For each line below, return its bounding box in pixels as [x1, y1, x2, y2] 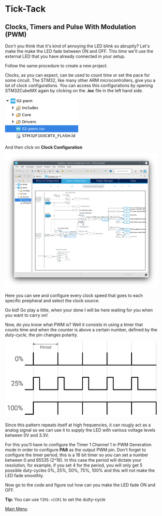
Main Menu [5, 506, 28, 512]
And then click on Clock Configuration [5, 145, 83, 150]
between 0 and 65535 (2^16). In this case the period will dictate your [5, 457, 142, 463]
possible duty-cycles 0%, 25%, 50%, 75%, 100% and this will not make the [5, 467, 155, 473]
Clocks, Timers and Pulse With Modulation [5, 23, 136, 31]
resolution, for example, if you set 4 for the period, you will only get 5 [5, 462, 143, 468]
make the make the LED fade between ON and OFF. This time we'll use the [5, 48, 154, 54]
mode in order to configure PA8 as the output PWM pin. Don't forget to [5, 447, 146, 452]
